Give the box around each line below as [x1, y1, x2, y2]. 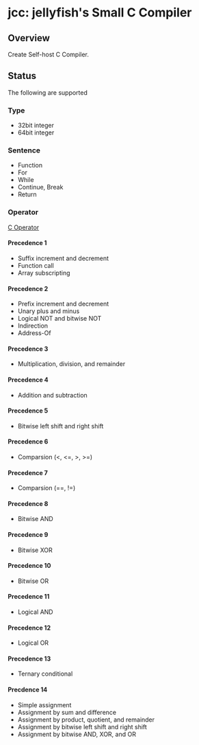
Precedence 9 [8, 530, 49, 538]
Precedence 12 [8, 623, 51, 632]
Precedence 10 [8, 562, 51, 570]
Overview [8, 32, 51, 44]
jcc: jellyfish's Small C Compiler [8, 5, 192, 21]
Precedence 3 [8, 345, 49, 353]
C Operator [8, 223, 40, 231]
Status [8, 70, 37, 82]
